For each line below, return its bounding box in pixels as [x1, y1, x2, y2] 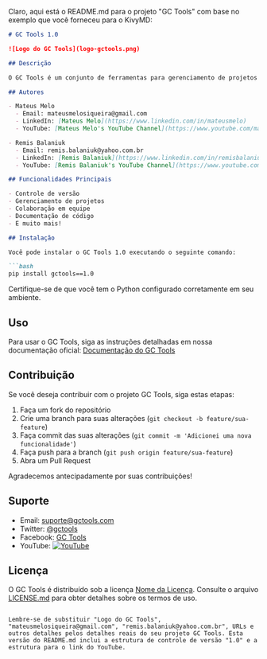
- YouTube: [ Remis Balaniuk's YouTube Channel [15, 161, 172, 170]
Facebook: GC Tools [19, 532, 87, 542]
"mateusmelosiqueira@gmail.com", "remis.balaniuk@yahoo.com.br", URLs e [8, 622, 254, 631]
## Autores [8, 88, 44, 96]
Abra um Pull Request [19, 455, 91, 465]
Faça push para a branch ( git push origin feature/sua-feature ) [19, 447, 234, 457]
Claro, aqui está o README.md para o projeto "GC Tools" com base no [8, 7, 240, 16]
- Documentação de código [8, 212, 94, 220]
